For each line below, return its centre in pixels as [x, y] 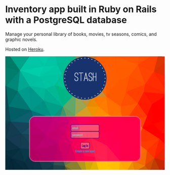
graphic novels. [21, 39]
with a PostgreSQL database [66, 20]
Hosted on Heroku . [25, 49]
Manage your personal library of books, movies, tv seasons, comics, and [81, 34]
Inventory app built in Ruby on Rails [81, 9]
